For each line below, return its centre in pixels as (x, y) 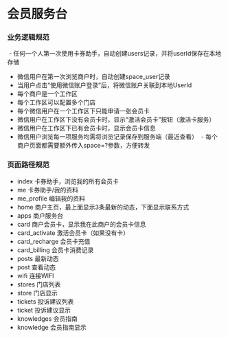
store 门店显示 (37, 293)
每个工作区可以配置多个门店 (56, 102)
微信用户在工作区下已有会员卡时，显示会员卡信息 (86, 128)
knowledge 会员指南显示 (52, 327)
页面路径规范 (28, 165)
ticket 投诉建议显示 (44, 310)
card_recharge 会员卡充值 (54, 241)
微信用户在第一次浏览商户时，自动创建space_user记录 (93, 77)
